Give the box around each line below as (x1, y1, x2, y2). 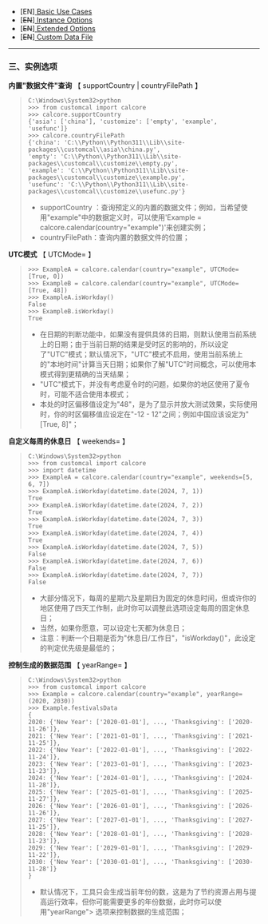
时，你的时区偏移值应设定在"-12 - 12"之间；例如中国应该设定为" (39, 409, 250, 419)
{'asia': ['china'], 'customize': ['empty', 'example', (27, 117, 218, 126)
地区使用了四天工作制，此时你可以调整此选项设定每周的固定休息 (39, 603, 250, 613)
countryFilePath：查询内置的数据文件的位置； (39, 233, 190, 242)
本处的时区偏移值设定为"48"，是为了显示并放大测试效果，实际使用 (39, 400, 258, 409)
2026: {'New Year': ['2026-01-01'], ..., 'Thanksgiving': (27, 803, 225, 810)
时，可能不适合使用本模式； (39, 389, 132, 399)
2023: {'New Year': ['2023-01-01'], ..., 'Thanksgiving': (27, 760, 225, 768)
